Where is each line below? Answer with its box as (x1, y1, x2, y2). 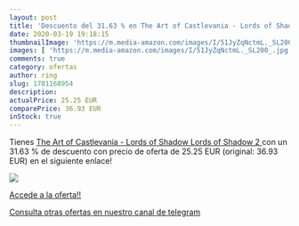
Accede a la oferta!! (9, 190, 82, 200)
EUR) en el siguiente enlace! (9, 156, 113, 166)
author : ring (9, 71, 58, 80)
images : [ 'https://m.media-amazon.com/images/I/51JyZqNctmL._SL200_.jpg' (9, 46, 293, 55)
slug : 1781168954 (9, 79, 74, 88)
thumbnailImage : (9, 37, 69, 47)
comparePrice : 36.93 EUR (9, 104, 101, 113)
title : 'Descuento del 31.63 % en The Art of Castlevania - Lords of (9, 21, 273, 30)
